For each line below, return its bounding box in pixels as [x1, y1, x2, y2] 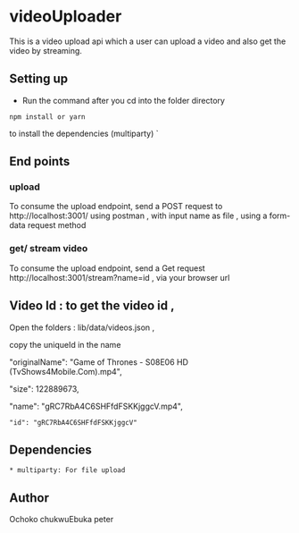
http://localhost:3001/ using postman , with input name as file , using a [9, 210, 268, 221]
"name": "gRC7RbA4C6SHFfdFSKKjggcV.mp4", [9, 401, 183, 411]
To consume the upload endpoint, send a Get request [9, 262, 205, 274]
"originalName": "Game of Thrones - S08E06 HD [9, 356, 189, 368]
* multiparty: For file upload [9, 466, 126, 475]
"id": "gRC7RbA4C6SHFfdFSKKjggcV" [9, 418, 138, 427]
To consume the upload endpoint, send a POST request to [9, 201, 223, 212]
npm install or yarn [9, 112, 87, 122]
